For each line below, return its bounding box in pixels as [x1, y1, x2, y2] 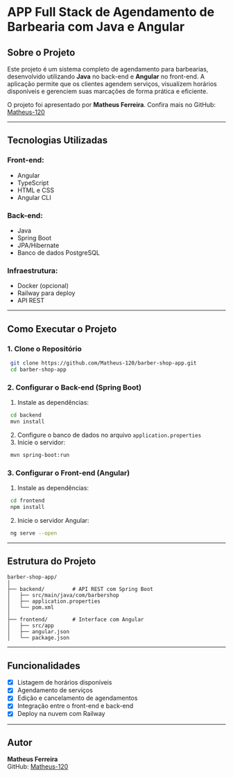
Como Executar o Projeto [7, 323, 117, 335]
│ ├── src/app [7, 622, 54, 629]
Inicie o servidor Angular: [17, 516, 89, 524]
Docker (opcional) [17, 282, 69, 290]
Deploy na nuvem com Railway [17, 710, 105, 718]
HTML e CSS [17, 185, 55, 194]
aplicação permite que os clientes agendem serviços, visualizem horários [7, 80, 217, 87]
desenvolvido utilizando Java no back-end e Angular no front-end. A [7, 72, 205, 81]
